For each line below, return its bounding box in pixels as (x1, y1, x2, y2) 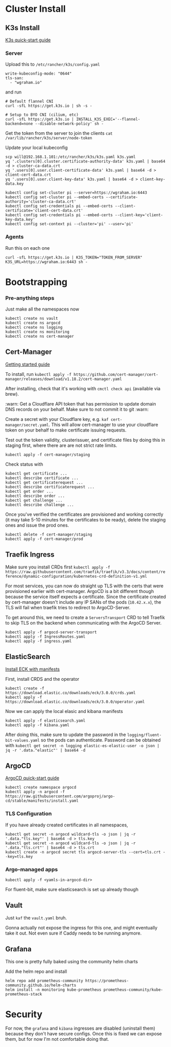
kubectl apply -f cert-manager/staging (5, 452, 90, 457)
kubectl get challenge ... (5, 497, 63, 503)
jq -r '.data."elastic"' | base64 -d (5, 748, 86, 753)
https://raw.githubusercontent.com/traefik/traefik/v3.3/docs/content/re (5, 569, 166, 575)
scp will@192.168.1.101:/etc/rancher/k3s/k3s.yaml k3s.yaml (5, 154, 136, 160)
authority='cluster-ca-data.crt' (5, 199, 77, 204)
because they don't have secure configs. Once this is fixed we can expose (5, 1031, 162, 1037)
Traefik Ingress (5, 550, 55, 559)
